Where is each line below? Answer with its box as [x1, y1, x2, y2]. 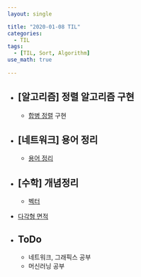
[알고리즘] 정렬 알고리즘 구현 [17, 91, 135, 103]
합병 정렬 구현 [28, 111, 67, 119]
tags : [7, 43, 23, 50]
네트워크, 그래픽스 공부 [28, 253, 91, 261]
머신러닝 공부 [28, 262, 65, 270]
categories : [7, 30, 43, 37]
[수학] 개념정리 [17, 177, 79, 189]
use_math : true [7, 56, 52, 64]
